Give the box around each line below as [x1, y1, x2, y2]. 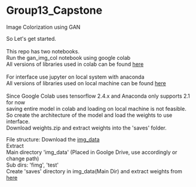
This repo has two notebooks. [6, 47, 79, 55]
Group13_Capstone [6, 4, 103, 17]
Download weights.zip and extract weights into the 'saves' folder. [6, 124, 167, 131]
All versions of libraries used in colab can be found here [6, 61, 144, 68]
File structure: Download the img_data [6, 135, 100, 143]
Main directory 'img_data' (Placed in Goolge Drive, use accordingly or [6, 148, 177, 156]
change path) [6, 155, 39, 162]
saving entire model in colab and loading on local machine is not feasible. [6, 105, 186, 112]
